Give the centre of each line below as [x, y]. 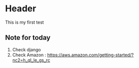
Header [21, 9]
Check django [26, 49]
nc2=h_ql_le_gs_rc [31, 60]
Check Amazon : [29, 55]
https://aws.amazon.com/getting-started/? [90, 55]
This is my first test [24, 22]
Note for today [28, 38]
